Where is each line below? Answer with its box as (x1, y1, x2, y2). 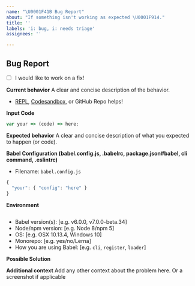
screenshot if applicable (6, 273, 66, 280)
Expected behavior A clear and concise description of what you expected (6, 132, 190, 139)
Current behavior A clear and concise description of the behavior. (6, 86, 170, 93)
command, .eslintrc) (6, 156, 58, 163)
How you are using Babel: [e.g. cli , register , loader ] (14, 244, 146, 251)
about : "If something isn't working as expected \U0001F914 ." (6, 14, 165, 20)
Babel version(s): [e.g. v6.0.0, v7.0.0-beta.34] (14, 218, 127, 225)
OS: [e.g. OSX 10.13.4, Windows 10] (14, 231, 102, 238)
